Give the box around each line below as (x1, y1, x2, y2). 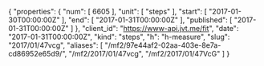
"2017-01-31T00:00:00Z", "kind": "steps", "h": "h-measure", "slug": (8, 32, 230, 41)
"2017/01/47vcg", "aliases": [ (8, 41, 104, 50)
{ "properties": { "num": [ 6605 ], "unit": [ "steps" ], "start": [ (8, 7, 207, 16)
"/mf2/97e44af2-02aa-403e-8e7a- (104, 41, 221, 50)
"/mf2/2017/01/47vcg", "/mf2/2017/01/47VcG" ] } (68, 49, 230, 58)
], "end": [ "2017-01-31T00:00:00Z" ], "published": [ (61, 15, 233, 25)
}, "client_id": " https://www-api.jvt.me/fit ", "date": (75, 24, 239, 33)
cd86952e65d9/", (8, 49, 67, 58)
